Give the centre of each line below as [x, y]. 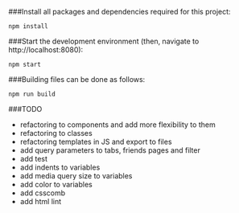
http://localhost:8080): [46, 50]
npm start [25, 64]
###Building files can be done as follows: [77, 79]
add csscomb [43, 193]
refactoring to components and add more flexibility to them [117, 125]
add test [34, 159]
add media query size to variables [76, 176]
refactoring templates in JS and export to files [96, 141]
